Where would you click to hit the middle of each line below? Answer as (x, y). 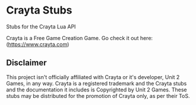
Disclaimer (26, 63)
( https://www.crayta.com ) (38, 44)
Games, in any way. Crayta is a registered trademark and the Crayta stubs (97, 83)
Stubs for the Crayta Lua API (41, 27)
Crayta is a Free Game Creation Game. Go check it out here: (80, 38)
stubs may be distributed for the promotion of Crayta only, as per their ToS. (98, 96)
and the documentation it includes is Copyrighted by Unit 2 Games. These (97, 90)
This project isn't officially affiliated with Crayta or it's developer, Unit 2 (93, 77)
